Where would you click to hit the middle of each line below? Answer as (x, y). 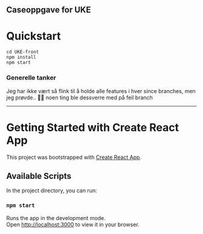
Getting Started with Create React (93, 127)
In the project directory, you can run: (52, 190)
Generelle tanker (31, 78)
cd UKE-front (23, 52)
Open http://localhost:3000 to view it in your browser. (73, 224)
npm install (21, 57)
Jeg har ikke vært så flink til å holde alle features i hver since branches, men (101, 91)
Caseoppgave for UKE (49, 10)
